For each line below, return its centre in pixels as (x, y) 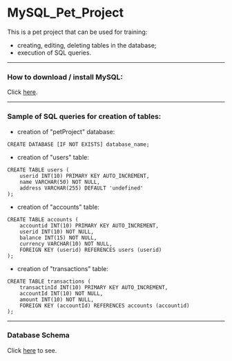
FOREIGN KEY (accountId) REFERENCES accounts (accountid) (105, 306)
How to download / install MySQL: (65, 77)
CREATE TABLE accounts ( (43, 219)
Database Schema (39, 335)
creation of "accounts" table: (58, 207)
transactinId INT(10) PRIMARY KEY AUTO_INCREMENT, (94, 287)
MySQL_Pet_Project (66, 13)
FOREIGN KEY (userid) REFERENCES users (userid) (91, 250)
